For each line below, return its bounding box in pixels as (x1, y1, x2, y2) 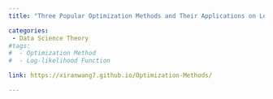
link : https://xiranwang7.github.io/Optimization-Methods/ (8, 71, 213, 80)
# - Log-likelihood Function (8, 57, 111, 65)
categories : (8, 26, 49, 35)
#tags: (8, 41, 31, 49)
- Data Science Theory (11, 34, 89, 42)
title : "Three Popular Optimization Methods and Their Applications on (8, 11, 256, 20)
